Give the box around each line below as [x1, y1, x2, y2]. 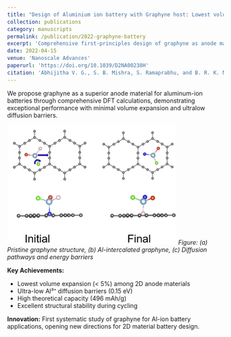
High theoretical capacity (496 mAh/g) [16, 294, 127, 303]
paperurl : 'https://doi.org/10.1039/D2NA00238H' [7, 62, 149, 69]
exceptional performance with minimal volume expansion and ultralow [7, 103, 206, 112]
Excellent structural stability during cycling [16, 301, 137, 309]
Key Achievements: [7, 266, 65, 274]
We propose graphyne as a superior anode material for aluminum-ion [7, 89, 203, 97]
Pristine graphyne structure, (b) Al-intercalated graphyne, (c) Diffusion [7, 245, 208, 254]
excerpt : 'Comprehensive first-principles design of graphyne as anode [7, 40, 217, 48]
